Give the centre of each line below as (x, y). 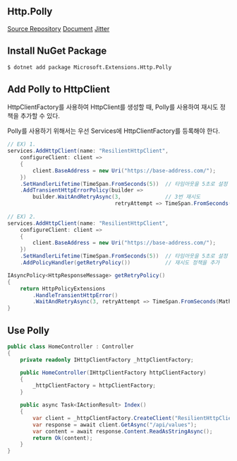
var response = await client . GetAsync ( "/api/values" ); (115, 425)
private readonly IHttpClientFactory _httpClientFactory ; (107, 360)
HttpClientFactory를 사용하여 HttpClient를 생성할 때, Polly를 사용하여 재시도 (113, 107)
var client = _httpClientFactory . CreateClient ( (104, 418)
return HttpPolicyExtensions (63, 288)
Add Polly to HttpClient (59, 89)
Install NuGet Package (57, 51)
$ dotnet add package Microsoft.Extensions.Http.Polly (90, 67)
